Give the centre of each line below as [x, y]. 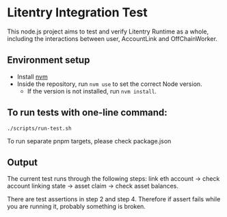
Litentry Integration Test [78, 13]
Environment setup [49, 60]
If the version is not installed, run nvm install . [92, 91]
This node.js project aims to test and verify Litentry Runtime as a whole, [108, 31]
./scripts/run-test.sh [39, 128]
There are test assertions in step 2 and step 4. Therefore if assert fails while [114, 199]
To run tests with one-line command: [87, 113]
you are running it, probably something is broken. [76, 207]
